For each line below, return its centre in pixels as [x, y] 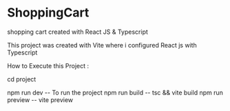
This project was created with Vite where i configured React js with [102, 45]
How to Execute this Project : [48, 65]
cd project [22, 79]
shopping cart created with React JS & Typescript [77, 32]
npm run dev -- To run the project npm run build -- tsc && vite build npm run [115, 92]
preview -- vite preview [40, 100]
